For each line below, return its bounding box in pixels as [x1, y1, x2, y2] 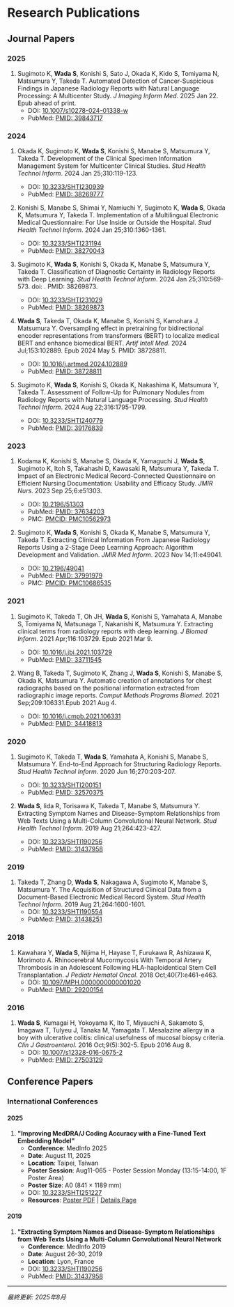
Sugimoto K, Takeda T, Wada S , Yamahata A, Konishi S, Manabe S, [17, 752, 209, 761]
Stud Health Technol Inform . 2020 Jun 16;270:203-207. [17, 768, 176, 776]
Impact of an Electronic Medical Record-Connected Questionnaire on [17, 472, 216, 480]
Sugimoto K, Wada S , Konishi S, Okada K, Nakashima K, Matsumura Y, [17, 381, 219, 389]
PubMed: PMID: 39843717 [27, 114, 103, 122]
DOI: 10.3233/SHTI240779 [27, 417, 104, 425]
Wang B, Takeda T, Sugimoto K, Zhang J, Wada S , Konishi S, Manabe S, [17, 669, 223, 677]
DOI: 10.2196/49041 [27, 564, 85, 573]
